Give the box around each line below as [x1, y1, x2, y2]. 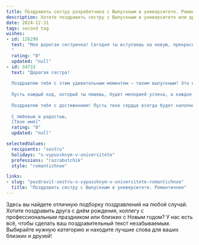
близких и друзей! [6, 232, 52, 239]
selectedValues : [6, 141, 46, 147]
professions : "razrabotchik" [11, 157, 84, 163]
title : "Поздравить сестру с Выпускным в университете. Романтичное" [11, 184, 187, 190]
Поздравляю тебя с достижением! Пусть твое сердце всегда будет [11, 102, 174, 109]
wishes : [6, 31, 25, 37]
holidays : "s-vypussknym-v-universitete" [11, 152, 115, 158]
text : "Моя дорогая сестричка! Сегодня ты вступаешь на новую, [11, 42, 171, 48]
